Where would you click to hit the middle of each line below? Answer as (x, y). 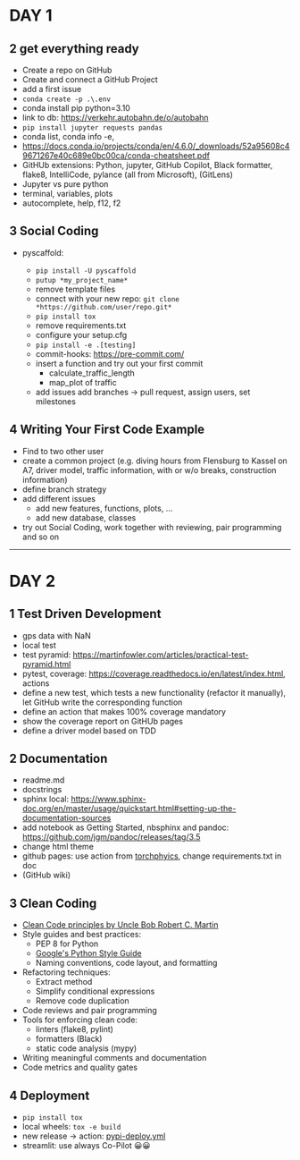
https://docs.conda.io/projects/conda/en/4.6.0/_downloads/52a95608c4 (156, 146)
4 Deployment (50, 1095)
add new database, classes (86, 517)
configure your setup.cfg (81, 334)
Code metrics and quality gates (80, 1067)
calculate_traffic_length (92, 373)
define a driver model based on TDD (89, 731)
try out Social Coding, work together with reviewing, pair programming (152, 527)
